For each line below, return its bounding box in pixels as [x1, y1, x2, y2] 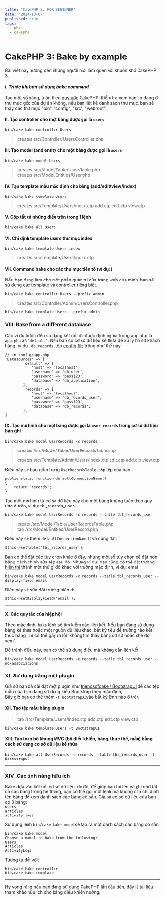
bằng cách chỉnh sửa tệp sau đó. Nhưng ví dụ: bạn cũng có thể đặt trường [5, 559, 155, 565]
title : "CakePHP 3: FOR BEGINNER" [5, 7, 76, 12]
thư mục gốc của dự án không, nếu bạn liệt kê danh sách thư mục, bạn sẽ [5, 100, 154, 106]
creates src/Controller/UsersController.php [17, 136, 104, 142]
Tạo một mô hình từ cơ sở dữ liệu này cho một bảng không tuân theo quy [5, 497, 152, 504]
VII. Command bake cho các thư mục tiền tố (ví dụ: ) [5, 266, 113, 272]
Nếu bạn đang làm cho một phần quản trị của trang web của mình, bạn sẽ [5, 277, 154, 283]
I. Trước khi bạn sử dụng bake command [5, 84, 89, 90]
